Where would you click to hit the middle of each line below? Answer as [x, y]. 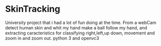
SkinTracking [33, 9]
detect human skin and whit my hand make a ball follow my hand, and [76, 27]
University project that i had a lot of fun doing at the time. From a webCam [81, 23]
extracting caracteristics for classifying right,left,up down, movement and [80, 33]
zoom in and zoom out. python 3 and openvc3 [52, 38]
